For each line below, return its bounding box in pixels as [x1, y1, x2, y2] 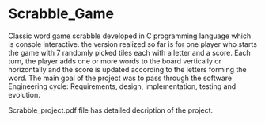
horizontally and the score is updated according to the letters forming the [8, 64, 247, 74]
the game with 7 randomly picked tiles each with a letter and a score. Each [8, 48, 251, 57]
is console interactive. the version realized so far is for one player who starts [8, 39, 257, 48]
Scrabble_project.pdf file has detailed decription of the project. [8, 105, 214, 115]
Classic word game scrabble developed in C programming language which [8, 31, 252, 40]
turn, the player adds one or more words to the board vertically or [8, 56, 221, 66]
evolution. [8, 90, 41, 99]
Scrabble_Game [8, 5, 115, 23]
